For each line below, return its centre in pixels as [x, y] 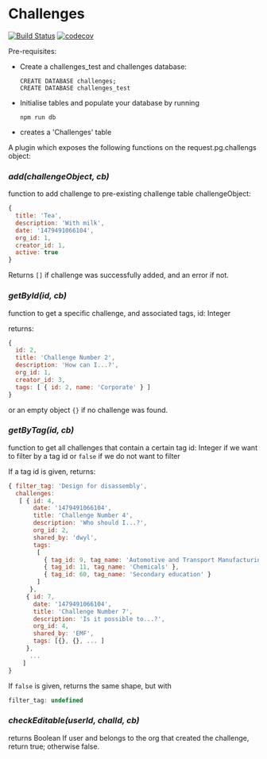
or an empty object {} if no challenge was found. [88, 410]
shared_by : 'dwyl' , [65, 537]
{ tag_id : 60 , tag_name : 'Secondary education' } [128, 575]
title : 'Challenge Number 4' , [83, 516]
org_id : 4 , [51, 626]
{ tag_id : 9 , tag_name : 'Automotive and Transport [129, 560]
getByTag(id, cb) [41, 430]
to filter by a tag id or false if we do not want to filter [94, 456]
